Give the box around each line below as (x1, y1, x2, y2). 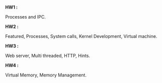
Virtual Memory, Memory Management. (5, 72, 87, 78)
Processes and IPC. (5, 14, 46, 19)
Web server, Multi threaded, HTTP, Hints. (5, 52, 91, 58)
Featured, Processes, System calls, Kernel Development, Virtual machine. (5, 33, 157, 39)
